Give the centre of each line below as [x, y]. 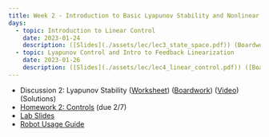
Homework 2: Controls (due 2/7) [73, 107]
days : [17, 23]
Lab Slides [37, 115]
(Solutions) [38, 98]
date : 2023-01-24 [52, 38]
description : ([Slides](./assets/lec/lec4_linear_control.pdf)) [132, 68]
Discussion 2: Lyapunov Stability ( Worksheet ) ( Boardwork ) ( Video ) [129, 90]
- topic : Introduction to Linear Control [86, 30]
